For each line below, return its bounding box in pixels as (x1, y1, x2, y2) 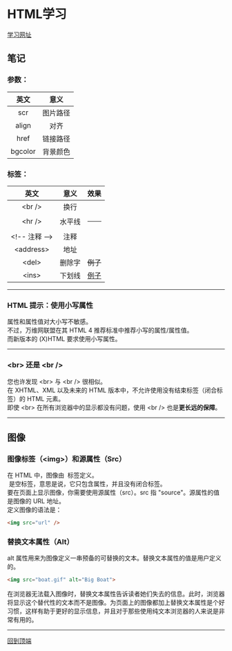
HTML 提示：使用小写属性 (7, 300, 93, 310)
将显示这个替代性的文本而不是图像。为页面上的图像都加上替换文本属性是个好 (7, 599, 225, 607)
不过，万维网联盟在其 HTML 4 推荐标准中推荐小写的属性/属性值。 (7, 326, 193, 335)
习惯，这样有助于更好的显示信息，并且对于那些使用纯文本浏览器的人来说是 (7, 607, 219, 615)
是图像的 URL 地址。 (7, 497, 66, 505)
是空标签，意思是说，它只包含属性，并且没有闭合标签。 (8, 480, 166, 488)
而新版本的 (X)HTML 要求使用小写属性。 (7, 335, 122, 343)
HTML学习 (7, 6, 67, 22)
